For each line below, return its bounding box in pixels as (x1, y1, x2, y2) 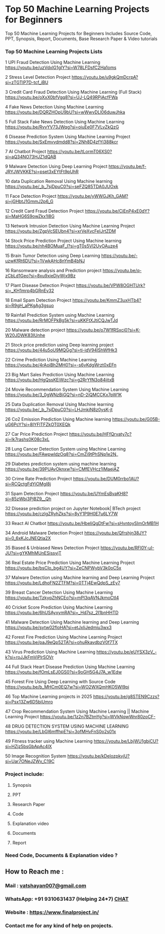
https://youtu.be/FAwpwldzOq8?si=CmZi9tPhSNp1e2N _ (5, 451, 118, 457)
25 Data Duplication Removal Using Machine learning (5, 402, 114, 408)
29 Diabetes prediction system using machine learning (5, 461, 116, 467)
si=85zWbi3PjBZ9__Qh (5, 496, 52, 502)
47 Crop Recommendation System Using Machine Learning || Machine (5, 708, 149, 714)
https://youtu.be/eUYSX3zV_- (96, 649, 157, 655)
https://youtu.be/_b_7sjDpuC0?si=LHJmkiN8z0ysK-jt (5, 407, 113, 412)
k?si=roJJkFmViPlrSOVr (5, 654, 54, 660)
